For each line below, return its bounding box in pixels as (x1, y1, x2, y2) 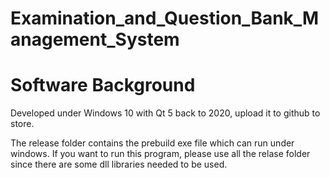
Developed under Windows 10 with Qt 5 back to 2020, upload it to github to (10, 107, 321, 119)
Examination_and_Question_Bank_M (10, 7, 320, 30)
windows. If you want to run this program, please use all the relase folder (10, 148, 311, 160)
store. (10, 118, 35, 130)
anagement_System (10, 28, 180, 51)
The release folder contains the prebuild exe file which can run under (10, 137, 295, 149)
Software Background (10, 74, 196, 97)
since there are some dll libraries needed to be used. (10, 158, 228, 171)
